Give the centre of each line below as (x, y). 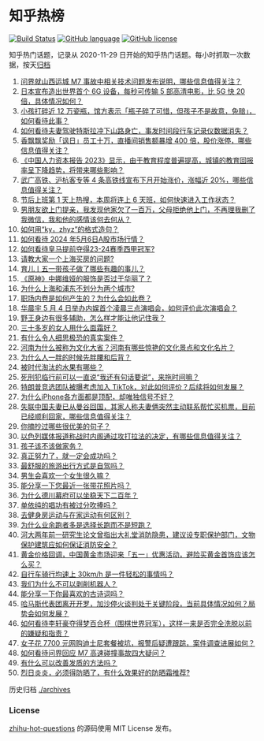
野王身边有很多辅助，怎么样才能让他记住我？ (93, 318)
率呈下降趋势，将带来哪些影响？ (72, 169)
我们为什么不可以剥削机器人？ (69, 583)
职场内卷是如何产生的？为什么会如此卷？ (86, 298)
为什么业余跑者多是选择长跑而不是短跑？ (86, 524)
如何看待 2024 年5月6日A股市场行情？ (82, 239)
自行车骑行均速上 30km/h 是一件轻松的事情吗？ (97, 574)
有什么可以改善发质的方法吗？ (69, 662)
